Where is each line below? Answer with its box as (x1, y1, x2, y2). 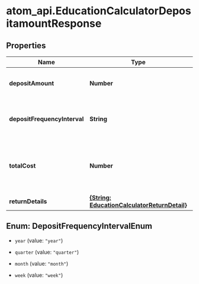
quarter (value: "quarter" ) (14, 248, 79, 255)
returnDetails (9, 197, 47, 206)
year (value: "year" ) (14, 236, 63, 244)
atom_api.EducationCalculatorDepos (6, 4, 191, 18)
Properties (6, 40, 46, 51)
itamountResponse (6, 17, 102, 30)
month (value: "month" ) (14, 260, 69, 267)
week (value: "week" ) (14, 272, 63, 279)
